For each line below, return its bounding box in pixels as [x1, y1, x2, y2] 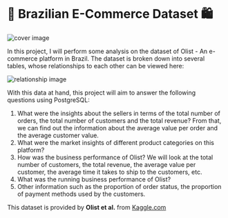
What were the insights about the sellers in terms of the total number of [17, 109, 221, 117]
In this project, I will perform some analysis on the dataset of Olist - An [7, 47, 208, 55]
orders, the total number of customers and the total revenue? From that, [17, 116, 222, 125]
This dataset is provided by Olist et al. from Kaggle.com [7, 203, 167, 211]
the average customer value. [17, 131, 99, 139]
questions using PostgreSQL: [7, 95, 90, 104]
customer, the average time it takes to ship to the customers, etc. [17, 168, 202, 176]
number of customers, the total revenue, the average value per [17, 160, 196, 168]
